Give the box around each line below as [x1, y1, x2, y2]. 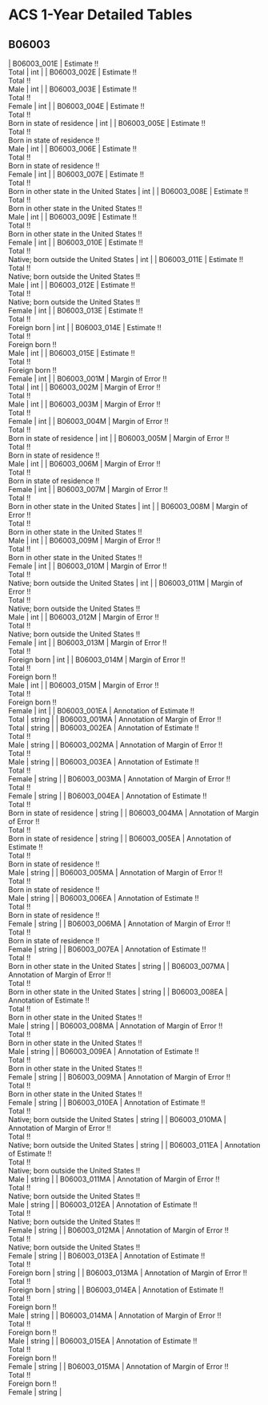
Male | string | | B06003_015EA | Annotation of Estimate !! [8, 1336, 198, 1346]
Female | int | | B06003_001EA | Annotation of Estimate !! [8, 706, 194, 715]
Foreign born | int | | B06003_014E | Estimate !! [8, 323, 162, 332]
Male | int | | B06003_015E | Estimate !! [8, 349, 135, 357]
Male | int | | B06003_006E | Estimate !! [8, 144, 138, 153]
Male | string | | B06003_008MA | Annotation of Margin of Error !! [8, 1021, 223, 1031]
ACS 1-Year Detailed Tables [8, 6, 193, 24]
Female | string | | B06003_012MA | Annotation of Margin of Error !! [8, 1225, 230, 1235]
